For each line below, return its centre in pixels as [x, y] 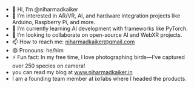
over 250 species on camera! [48, 66]
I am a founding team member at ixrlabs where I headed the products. [99, 79]
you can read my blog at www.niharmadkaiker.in [72, 72]
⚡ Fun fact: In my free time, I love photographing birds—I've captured [98, 57]
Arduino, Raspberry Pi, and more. [54, 22]
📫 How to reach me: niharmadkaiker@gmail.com [73, 42]
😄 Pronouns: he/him [38, 50]
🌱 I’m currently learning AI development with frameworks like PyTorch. [100, 28]
